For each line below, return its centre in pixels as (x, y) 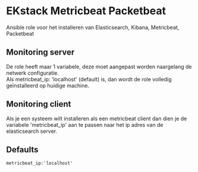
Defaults (22, 149)
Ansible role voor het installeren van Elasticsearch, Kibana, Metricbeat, (93, 27)
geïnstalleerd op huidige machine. (48, 85)
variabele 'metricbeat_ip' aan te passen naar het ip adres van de (85, 125)
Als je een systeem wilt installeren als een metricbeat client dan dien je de (97, 118)
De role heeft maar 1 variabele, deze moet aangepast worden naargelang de (99, 66)
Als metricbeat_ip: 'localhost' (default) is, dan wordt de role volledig (89, 79)
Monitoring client (39, 104)
